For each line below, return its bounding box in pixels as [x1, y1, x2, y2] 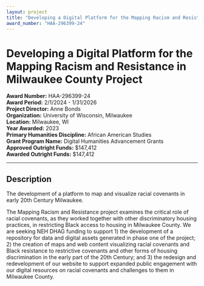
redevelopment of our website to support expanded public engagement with [6, 260, 197, 268]
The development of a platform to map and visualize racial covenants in [6, 190, 185, 198]
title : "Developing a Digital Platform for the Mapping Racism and [6, 15, 181, 21]
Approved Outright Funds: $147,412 [6, 144, 97, 152]
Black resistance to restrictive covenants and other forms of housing [6, 247, 178, 254]
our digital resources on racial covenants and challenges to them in [6, 267, 174, 274]
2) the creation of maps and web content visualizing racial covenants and [6, 241, 190, 248]
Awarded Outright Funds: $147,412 [6, 150, 95, 158]
